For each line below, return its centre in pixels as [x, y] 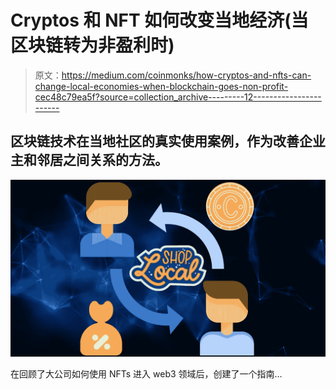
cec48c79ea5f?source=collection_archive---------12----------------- [178, 97]
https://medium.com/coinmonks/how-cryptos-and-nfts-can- [186, 75]
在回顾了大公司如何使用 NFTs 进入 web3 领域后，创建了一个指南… [146, 374]
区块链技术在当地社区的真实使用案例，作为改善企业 [168, 141]
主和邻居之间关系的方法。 [89, 160]
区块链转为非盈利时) [92, 45]
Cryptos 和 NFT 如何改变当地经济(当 [159, 20]
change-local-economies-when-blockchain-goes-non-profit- [161, 86]
